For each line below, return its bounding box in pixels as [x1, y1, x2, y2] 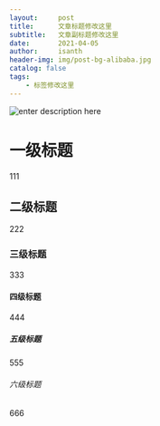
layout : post [9, 13, 75, 23]
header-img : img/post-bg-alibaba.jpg [9, 55, 152, 64]
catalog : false [9, 64, 67, 73]
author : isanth [9, 47, 83, 56]
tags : [9, 73, 30, 82]
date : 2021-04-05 [9, 38, 99, 48]
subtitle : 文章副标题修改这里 [9, 30, 119, 39]
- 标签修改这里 [25, 81, 75, 90]
